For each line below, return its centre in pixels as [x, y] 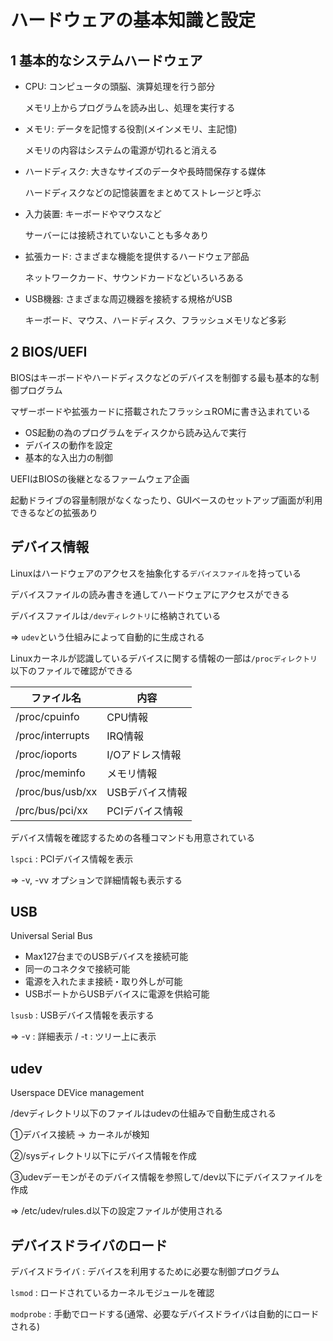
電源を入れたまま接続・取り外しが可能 [103, 982]
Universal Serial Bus [51, 936]
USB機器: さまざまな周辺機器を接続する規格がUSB [128, 299]
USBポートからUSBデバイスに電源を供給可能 [117, 994]
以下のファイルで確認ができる [71, 670]
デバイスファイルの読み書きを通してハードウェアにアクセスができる [150, 594]
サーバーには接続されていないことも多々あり [117, 235]
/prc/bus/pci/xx [51, 810]
